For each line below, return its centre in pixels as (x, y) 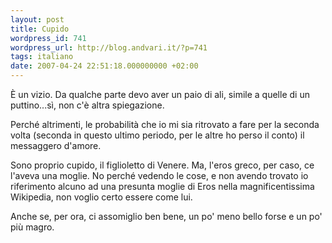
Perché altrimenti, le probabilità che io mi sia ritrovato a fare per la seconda (165, 124)
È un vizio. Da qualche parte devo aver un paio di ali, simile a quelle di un (160, 94)
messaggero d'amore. (56, 145)
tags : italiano (42, 57)
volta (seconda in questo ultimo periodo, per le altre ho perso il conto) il (157, 135)
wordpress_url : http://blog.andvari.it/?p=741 (109, 47)
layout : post (37, 19)
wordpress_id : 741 (48, 38)
